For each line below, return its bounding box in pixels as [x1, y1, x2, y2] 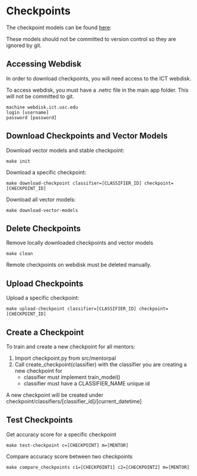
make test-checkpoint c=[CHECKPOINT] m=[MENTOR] [6, 442, 129, 448]
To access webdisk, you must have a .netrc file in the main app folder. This [6, 86, 189, 94]
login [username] [6, 109, 49, 116]
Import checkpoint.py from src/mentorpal [14, 354, 116, 362]
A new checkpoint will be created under [6, 391, 104, 399]
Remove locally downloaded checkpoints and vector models [6, 239, 154, 247]
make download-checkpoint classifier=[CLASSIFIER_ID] [6, 180, 142, 186]
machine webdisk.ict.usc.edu [6, 104, 78, 110]
